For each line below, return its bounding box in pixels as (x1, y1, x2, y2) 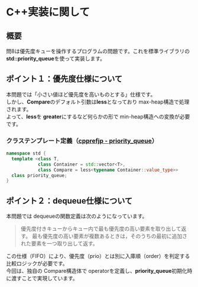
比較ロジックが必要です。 (6, 260, 68, 267)
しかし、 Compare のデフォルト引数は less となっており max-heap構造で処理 (6, 98, 190, 105)
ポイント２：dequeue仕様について (6, 196, 133, 206)
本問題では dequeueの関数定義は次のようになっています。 (6, 212, 148, 220)
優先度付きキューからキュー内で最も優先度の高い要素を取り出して (20, 225, 181, 233)
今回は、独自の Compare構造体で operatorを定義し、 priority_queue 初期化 (6, 267, 187, 275)
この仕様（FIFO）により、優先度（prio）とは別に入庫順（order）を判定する (6, 253, 190, 260)
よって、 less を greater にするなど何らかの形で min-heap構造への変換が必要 (6, 113, 190, 120)
